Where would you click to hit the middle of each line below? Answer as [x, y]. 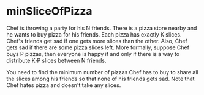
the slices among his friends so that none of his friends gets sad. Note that [100, 79]
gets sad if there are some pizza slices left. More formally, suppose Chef [98, 47]
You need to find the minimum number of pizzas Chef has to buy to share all [102, 72]
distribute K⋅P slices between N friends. [56, 60]
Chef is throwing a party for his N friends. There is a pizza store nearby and [102, 28]
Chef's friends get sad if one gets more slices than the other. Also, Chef [97, 41]
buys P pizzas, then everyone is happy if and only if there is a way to [93, 54]
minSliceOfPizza [50, 11]
